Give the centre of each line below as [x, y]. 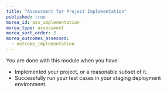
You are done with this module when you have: [62, 60]
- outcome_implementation [43, 44]
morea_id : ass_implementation [43, 22]
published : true [26, 17]
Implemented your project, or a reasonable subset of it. [81, 72]
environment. [30, 84]
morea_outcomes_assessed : [38, 38]
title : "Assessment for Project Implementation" [67, 11]
